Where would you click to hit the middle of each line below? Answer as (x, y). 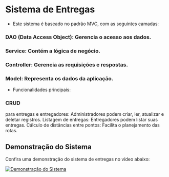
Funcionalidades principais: (41, 90)
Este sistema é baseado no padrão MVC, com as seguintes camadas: (86, 24)
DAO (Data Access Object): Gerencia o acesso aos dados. (78, 37)
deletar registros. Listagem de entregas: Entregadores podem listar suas (81, 120)
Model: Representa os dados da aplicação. (59, 78)
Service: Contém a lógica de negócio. (53, 51)
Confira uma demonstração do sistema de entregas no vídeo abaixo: (78, 159)
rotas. (12, 131)
